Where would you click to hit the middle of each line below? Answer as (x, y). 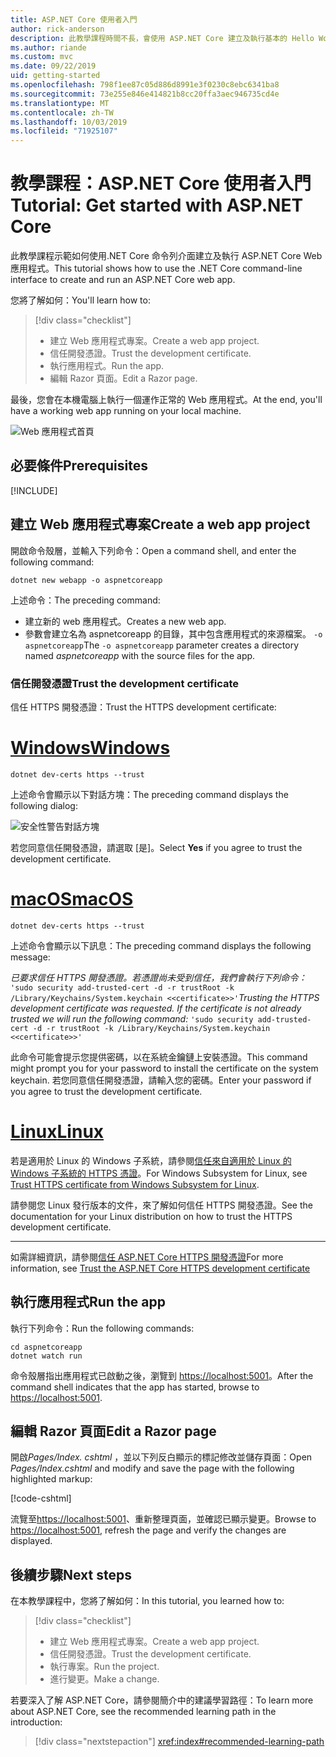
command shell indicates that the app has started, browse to (135, 1387)
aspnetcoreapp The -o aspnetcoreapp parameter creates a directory (162, 645)
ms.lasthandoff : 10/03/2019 (69, 122)
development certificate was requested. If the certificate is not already (156, 1008)
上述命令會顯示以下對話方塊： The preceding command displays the (149, 794)
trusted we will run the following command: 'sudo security (132, 1018)
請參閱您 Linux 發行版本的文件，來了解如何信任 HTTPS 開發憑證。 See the (161, 1205)
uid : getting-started (55, 76)
